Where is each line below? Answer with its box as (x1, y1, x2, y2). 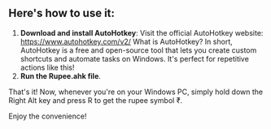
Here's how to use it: (8, 6, 116, 20)
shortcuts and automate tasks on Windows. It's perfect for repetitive (20, 54, 250, 63)
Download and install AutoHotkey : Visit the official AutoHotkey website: (20, 28, 264, 37)
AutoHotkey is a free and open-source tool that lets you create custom (20, 45, 257, 55)
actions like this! (20, 62, 75, 72)
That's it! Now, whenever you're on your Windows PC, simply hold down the (8, 87, 263, 97)
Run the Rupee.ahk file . (20, 71, 102, 80)
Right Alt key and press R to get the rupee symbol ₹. (8, 95, 183, 105)
